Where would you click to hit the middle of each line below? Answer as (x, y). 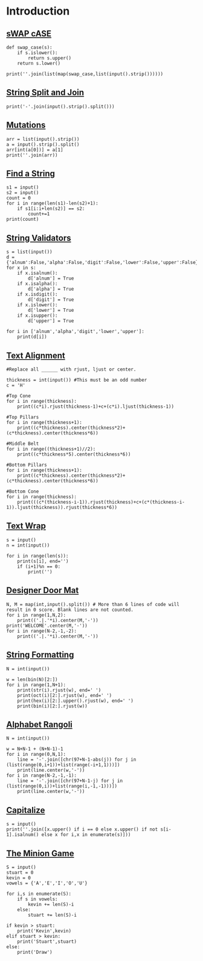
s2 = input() (23, 193)
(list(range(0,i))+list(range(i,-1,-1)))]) (62, 786)
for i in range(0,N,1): (36, 754)
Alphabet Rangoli (39, 724)
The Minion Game (40, 853)
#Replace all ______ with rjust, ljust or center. (71, 369)
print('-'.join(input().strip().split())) (60, 106)
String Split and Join (45, 93)
